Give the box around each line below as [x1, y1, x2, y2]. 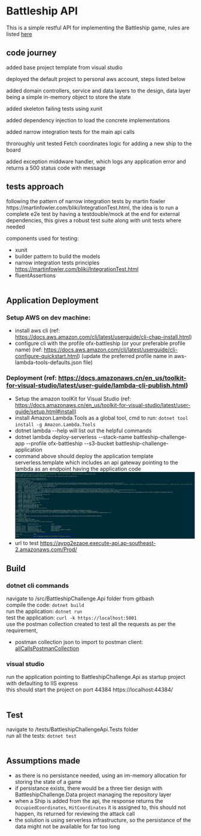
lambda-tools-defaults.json [14, 359, 82, 366]
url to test [14, 540, 39, 547]
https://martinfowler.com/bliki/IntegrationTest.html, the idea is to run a [6, 204, 178, 211]
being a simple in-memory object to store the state [6, 93, 131, 100]
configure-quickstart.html [14, 353, 78, 360]
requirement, [6, 627, 38, 634]
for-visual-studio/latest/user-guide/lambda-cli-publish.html [6, 381, 186, 390]
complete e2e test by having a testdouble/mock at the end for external [6, 210, 180, 217]
